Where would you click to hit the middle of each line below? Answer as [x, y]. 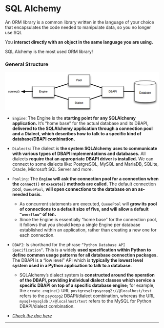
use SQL [14, 32]
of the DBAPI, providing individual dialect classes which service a [87, 280]
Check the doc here [32, 316]
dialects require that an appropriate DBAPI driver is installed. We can [83, 159]
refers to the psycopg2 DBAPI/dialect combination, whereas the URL [87, 296]
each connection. [37, 235]
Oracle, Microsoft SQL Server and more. [52, 169]
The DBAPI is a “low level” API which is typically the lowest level [77, 260]
